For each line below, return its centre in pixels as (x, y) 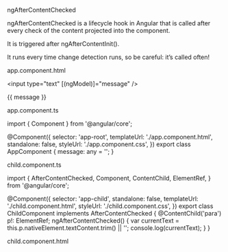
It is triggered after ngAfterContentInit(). (63, 44)
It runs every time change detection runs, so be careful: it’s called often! (109, 57)
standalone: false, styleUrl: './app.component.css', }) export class (99, 144)
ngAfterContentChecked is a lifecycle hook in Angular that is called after (109, 23)
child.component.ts (34, 165)
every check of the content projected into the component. (89, 31)
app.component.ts (33, 110)
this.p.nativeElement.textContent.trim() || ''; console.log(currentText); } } (109, 228)
